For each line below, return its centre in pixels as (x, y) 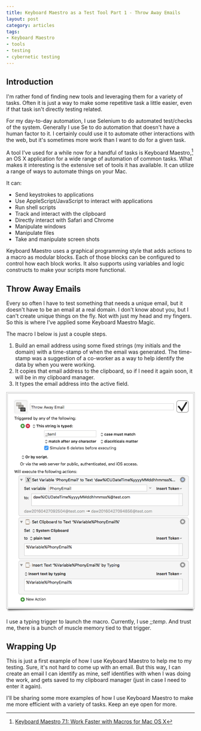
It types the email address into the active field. (72, 384)
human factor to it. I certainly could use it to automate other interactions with (100, 133)
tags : (13, 32)
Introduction (30, 82)
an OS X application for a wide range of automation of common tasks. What (99, 159)
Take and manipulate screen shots (57, 239)
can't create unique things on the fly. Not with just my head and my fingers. (99, 316)
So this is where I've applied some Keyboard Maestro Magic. (81, 322)
